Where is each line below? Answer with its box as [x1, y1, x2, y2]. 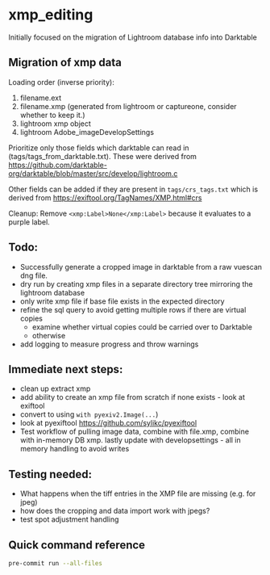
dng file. [19, 271, 48, 280]
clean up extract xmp [19, 384, 91, 393]
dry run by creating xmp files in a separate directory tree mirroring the [19, 279, 253, 288]
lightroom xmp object [19, 119, 91, 128]
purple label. [8, 216, 50, 227]
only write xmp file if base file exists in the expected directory [19, 296, 225, 306]
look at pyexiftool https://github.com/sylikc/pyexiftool [19, 418, 197, 428]
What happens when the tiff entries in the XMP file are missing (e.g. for [19, 489, 256, 498]
